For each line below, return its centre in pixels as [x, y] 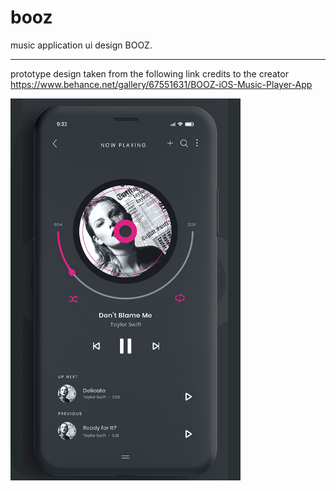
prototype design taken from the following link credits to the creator [149, 73]
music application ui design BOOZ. [81, 45]
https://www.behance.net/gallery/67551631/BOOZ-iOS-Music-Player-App [161, 84]
